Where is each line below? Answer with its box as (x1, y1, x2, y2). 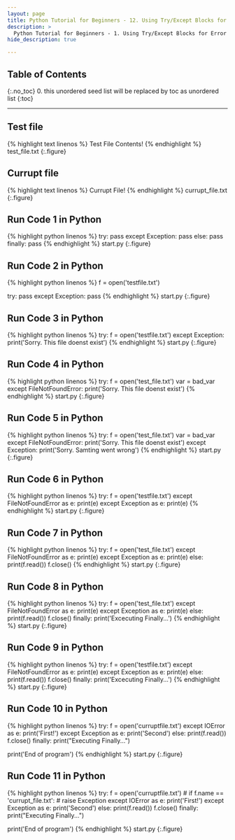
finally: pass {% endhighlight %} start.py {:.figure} (7, 239, 152, 248)
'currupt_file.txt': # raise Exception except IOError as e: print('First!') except (7, 796, 225, 804)
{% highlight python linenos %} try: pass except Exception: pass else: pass (7, 232, 224, 241)
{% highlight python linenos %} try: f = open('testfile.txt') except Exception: (7, 331, 225, 339)
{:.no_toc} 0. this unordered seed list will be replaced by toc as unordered (7, 87, 219, 95)
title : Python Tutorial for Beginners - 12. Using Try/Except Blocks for (7, 17, 227, 24)
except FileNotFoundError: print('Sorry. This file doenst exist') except (7, 438, 206, 446)
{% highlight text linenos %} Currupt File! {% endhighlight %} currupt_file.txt (7, 186, 227, 194)
